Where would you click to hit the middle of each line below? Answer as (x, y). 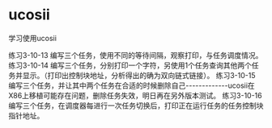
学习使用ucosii (32, 38)
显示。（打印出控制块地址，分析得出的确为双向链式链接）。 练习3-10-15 (139, 75)
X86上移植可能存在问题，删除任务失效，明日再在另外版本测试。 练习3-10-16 (135, 95)
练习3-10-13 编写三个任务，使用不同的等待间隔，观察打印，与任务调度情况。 (136, 55)
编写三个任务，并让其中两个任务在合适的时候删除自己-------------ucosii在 (132, 85)
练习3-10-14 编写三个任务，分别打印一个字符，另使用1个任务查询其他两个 (130, 65)
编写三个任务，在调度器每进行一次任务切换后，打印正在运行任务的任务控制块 (136, 105)
